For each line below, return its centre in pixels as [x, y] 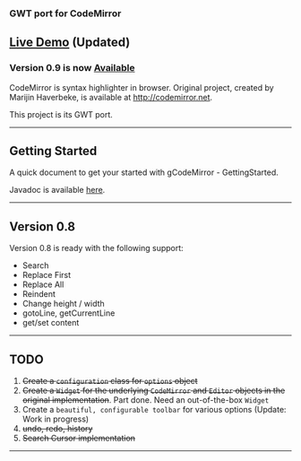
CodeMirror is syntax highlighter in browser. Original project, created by [142, 87]
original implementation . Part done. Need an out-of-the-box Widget [146, 400]
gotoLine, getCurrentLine [69, 313]
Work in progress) [56, 419]
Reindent [39, 294]
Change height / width [63, 304]
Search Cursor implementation [79, 439]
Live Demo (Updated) [70, 43]
